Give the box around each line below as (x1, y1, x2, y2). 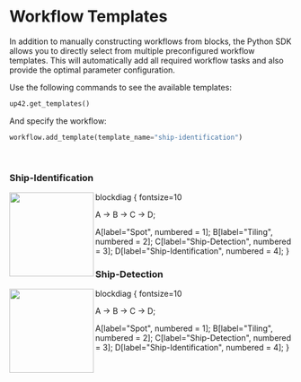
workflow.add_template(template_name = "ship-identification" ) (9, 133, 243, 142)
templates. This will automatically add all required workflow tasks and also (9, 55, 285, 65)
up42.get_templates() (9, 99, 91, 109)
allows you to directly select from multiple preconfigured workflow (9, 45, 255, 56)
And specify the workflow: (9, 115, 107, 126)
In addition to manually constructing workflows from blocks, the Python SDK (9, 36, 292, 47)
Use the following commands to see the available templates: (9, 82, 232, 92)
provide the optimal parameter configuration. (9, 65, 175, 75)
